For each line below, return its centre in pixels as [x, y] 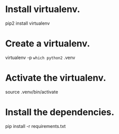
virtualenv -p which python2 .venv [40, 57]
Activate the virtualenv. [56, 78]
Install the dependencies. [60, 112]
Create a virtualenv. [48, 44]
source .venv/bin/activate [32, 92]
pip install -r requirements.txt [35, 126]
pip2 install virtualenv [28, 23]
